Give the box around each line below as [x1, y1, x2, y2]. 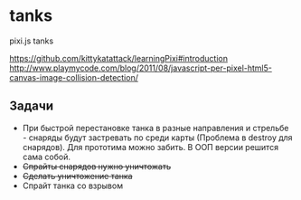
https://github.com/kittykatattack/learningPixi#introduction [9, 52, 229, 63]
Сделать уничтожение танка [22, 170, 133, 181]
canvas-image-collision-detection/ [9, 71, 138, 82]
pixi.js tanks [9, 35, 54, 46]
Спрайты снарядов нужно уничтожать [22, 160, 172, 172]
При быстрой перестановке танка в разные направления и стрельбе [22, 122, 289, 133]
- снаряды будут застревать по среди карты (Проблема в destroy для [22, 132, 293, 143]
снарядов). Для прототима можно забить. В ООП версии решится [22, 141, 278, 152]
